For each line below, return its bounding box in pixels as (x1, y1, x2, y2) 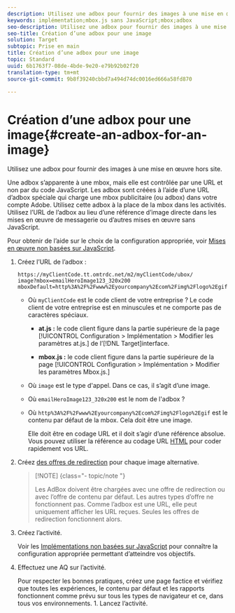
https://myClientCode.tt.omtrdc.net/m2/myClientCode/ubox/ (17, 271, 194, 278)
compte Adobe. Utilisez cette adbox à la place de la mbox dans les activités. (7, 201, 227, 209)
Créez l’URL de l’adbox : (17, 257, 87, 267)
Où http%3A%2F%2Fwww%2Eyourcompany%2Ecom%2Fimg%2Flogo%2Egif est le (27, 408, 228, 417)
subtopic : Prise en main (7, 43, 80, 50)
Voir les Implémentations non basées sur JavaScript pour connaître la (17, 542, 218, 551)
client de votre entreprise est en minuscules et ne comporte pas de (27, 303, 222, 312)
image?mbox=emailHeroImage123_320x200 (17, 278, 131, 285)
